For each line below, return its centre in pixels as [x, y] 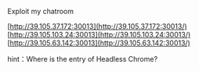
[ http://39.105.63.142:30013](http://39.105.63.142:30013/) [99, 43]
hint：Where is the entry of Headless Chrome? [83, 59]
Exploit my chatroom [40, 11]
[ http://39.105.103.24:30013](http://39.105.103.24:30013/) [99, 35]
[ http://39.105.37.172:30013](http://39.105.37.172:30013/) [97, 26]
